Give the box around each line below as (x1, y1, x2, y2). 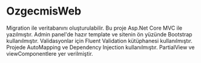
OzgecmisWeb (6, 4, 82, 18)
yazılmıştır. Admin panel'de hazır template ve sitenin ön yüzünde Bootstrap (6, 30, 193, 38)
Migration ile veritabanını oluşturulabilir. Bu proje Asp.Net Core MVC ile (6, 24, 183, 31)
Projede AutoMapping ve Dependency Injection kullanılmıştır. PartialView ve (6, 44, 195, 51)
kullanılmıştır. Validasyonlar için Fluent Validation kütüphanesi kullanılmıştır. (6, 37, 193, 44)
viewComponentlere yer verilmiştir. (6, 50, 93, 57)
